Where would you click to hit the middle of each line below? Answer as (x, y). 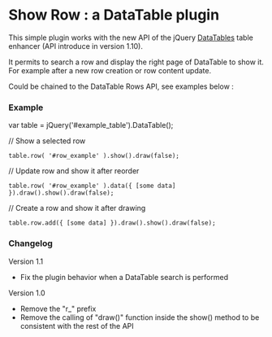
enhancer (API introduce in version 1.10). (76, 46)
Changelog (30, 243)
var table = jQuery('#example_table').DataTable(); (91, 125)
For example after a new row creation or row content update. (110, 70)
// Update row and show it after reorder (74, 171)
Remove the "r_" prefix (58, 309)
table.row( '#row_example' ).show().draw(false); (94, 156)
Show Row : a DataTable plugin (114, 15)
